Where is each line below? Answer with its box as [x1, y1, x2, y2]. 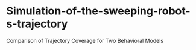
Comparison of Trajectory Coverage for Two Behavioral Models [6, 37, 164, 44]
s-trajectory [6, 17, 68, 31]
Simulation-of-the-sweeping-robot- [6, 4, 191, 18]
